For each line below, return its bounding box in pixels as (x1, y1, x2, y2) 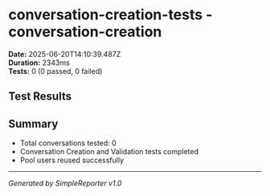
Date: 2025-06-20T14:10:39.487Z (8, 49, 121, 59)
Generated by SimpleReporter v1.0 (8, 178, 122, 188)
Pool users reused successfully (19, 155, 125, 165)
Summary (8, 116, 59, 130)
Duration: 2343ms (8, 58, 70, 67)
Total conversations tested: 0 (19, 138, 117, 148)
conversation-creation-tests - (8, 6, 213, 24)
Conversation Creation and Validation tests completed (19, 147, 199, 157)
